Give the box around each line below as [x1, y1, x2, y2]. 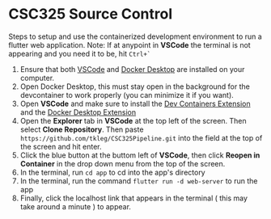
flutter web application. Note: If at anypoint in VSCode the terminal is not [8, 40, 251, 49]
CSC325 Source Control [8, 5, 173, 23]
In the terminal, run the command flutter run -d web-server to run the [19, 175, 258, 186]
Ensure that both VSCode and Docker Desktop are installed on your [19, 64, 245, 74]
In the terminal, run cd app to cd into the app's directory [19, 167, 205, 177]
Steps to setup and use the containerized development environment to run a [8, 32, 263, 41]
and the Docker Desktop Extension [19, 107, 136, 117]
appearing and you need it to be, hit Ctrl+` [8, 48, 151, 58]
